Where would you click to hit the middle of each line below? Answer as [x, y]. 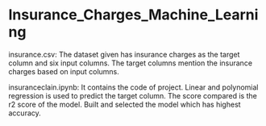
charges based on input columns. [64, 71]
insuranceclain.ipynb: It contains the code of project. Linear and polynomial [133, 87]
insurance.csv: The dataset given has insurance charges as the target [124, 54]
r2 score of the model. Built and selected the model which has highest [125, 104]
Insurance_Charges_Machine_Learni [133, 15]
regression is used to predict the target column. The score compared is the [133, 95]
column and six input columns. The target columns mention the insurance [130, 63]
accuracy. [25, 113]
